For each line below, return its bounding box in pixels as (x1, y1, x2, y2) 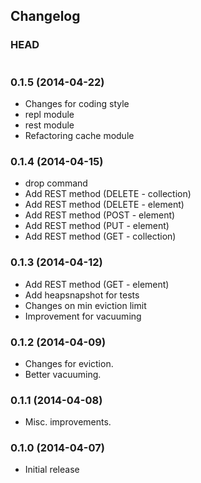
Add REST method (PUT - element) (24, 220, 170, 232)
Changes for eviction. (24, 357, 114, 369)
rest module (24, 119, 75, 131)
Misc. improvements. (24, 416, 112, 428)
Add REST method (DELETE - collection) (24, 188, 192, 200)
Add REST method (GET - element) (24, 278, 170, 290)
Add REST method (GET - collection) (24, 230, 177, 243)
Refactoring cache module (24, 129, 135, 141)
